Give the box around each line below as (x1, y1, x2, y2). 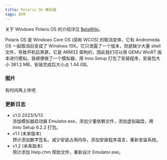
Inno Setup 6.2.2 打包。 (12, 124, 61, 130)
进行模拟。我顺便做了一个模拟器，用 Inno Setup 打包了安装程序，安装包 (9, 55, 157, 61)
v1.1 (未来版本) (12, 131, 42, 137)
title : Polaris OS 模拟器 (5, 7, 57, 12)
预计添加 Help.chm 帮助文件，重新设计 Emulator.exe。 (12, 149, 123, 155)
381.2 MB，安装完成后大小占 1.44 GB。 (10, 61, 91, 67)
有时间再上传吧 (5, 87, 36, 93)
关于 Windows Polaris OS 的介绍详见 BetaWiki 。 (5, 26, 103, 32)
